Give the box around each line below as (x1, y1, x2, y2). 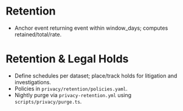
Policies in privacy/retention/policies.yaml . (14, 85, 128, 92)
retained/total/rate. (14, 30, 62, 38)
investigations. (14, 78, 51, 86)
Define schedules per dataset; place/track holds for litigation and (14, 72, 178, 79)
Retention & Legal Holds (5, 52, 129, 66)
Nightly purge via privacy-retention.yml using (14, 91, 132, 98)
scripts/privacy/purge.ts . (14, 98, 82, 105)
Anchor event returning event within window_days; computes (14, 24, 168, 32)
